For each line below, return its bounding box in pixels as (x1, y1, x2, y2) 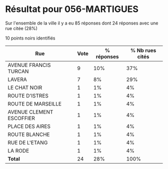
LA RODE (7, 147, 29, 154)
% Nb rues (130, 46, 156, 53)
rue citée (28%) (5, 25, 37, 31)
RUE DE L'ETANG (7, 139, 48, 146)
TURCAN (7, 67, 29, 74)
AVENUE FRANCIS (7, 61, 51, 68)
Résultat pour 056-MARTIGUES (5, 3, 139, 15)
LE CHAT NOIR (7, 84, 42, 91)
